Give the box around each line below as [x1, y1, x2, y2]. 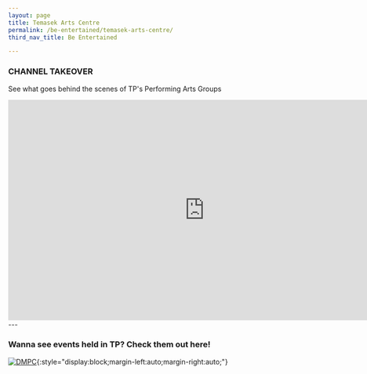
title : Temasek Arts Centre [8, 19, 100, 27]
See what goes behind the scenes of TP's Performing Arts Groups [8, 84, 222, 93]
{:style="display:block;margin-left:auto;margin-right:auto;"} [36, 357, 229, 366]
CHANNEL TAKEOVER [8, 66, 93, 77]
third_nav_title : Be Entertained [8, 33, 118, 42]
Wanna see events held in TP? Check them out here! [8, 339, 211, 350]
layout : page [8, 11, 51, 20]
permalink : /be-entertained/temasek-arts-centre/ [8, 26, 174, 34]
